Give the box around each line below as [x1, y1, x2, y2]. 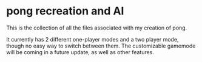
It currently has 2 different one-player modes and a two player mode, [6, 36, 179, 43]
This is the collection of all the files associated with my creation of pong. [6, 24, 187, 31]
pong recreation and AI [6, 4, 124, 18]
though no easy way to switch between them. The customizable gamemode [6, 42, 196, 49]
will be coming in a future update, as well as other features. [6, 48, 155, 55]
